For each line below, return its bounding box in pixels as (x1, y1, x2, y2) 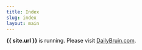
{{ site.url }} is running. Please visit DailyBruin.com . (6, 37, 137, 45)
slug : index (6, 15, 37, 21)
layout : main (6, 20, 40, 26)
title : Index (6, 9, 40, 15)
